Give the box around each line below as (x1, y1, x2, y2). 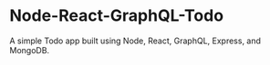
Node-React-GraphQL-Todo (9, 5, 224, 26)
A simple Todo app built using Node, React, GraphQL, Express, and (9, 35, 262, 46)
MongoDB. (9, 44, 50, 55)
